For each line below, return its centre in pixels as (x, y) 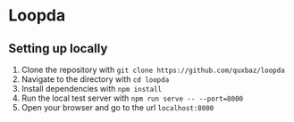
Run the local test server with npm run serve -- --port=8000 (132, 98)
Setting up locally (58, 49)
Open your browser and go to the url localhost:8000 (118, 107)
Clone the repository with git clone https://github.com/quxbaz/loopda (153, 69)
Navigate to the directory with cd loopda (95, 79)
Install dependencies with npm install (92, 89)
